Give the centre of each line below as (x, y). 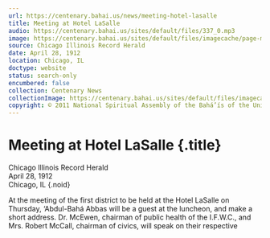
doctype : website (37, 68)
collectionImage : (37, 98)
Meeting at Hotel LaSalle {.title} (115, 145)
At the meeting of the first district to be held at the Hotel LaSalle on (119, 200)
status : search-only (43, 76)
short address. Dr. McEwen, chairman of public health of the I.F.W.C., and (130, 217)
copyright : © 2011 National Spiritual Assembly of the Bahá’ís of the (129, 105)
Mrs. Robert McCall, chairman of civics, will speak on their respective (123, 226)
